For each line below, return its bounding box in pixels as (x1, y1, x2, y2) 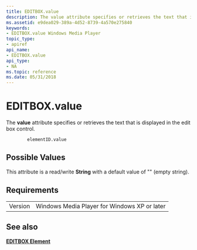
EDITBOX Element (6, 238, 51, 245)
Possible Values (6, 152, 66, 162)
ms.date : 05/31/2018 (6, 74, 57, 80)
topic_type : (6, 36, 35, 42)
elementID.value (27, 136, 67, 143)
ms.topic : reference (6, 69, 57, 75)
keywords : (6, 25, 30, 31)
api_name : (6, 47, 30, 53)
